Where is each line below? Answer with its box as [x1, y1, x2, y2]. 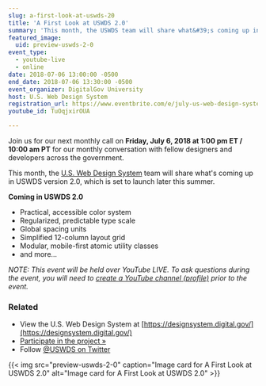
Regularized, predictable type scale [19, 216, 136, 225]
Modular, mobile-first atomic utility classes [19, 241, 159, 250]
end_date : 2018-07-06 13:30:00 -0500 [8, 78, 133, 86]
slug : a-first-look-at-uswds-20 [8, 11, 115, 20]
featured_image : [8, 33, 62, 42]
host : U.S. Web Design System [8, 93, 108, 101]
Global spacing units [19, 224, 87, 234]
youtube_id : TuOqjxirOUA [8, 108, 90, 116]
